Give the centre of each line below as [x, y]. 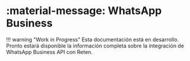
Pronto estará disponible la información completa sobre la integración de [95, 46]
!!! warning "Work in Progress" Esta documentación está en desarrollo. [93, 39]
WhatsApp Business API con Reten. [50, 52]
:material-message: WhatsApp [84, 11]
